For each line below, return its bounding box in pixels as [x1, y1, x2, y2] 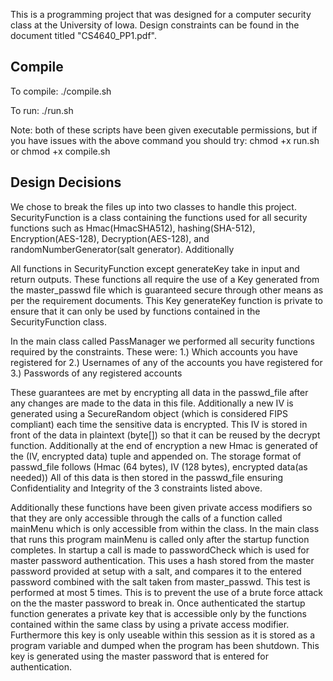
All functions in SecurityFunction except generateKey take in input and [10, 262, 300, 274]
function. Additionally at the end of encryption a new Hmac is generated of [10, 439, 318, 451]
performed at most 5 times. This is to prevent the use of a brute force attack [10, 586, 323, 598]
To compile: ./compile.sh [10, 85, 112, 97]
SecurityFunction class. [10, 315, 107, 328]
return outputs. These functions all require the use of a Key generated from [10, 273, 320, 285]
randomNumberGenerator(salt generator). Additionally [10, 243, 235, 255]
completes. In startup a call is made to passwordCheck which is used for [10, 544, 310, 556]
